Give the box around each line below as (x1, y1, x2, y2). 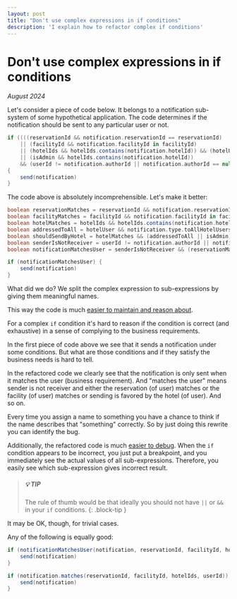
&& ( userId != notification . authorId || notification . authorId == (20, 160, 219, 168)
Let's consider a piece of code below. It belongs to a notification (7, 106, 194, 114)
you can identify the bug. (7, 428, 80, 436)
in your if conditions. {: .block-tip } (24, 505, 127, 514)
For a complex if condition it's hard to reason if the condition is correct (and (7, 319, 229, 328)
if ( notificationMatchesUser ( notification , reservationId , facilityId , (7, 547, 222, 554)
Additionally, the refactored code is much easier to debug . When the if (7, 441, 214, 450)
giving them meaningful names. (7, 292, 99, 300)
